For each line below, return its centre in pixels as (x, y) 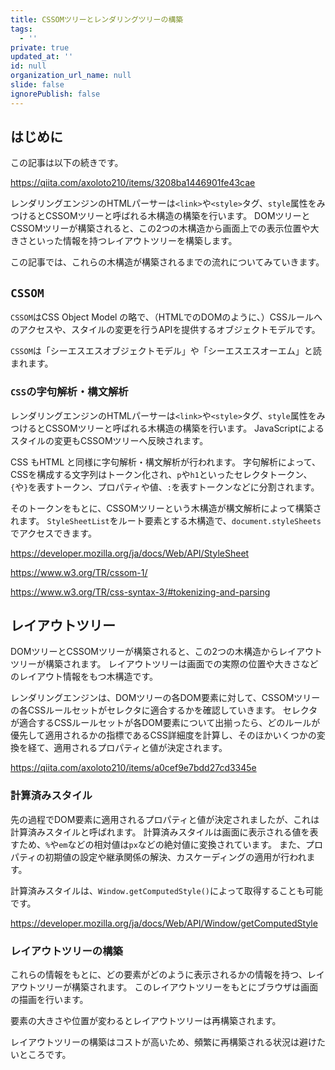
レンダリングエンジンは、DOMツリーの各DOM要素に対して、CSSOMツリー (165, 698)
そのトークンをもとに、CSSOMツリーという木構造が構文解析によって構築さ (166, 508)
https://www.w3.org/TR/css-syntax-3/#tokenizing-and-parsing (140, 592)
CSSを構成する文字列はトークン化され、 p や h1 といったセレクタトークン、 (161, 474)
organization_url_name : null (71, 76)
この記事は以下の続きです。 (67, 163)
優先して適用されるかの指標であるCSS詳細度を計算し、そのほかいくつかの (163, 735)
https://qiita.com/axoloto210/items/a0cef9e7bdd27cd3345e (133, 768)
